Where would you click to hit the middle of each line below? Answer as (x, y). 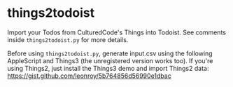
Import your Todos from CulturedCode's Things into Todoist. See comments (116, 32)
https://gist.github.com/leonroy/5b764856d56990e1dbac (89, 76)
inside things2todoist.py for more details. (68, 39)
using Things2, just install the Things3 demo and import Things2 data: (108, 68)
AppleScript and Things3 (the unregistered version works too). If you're (110, 60)
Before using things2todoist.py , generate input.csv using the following (110, 53)
